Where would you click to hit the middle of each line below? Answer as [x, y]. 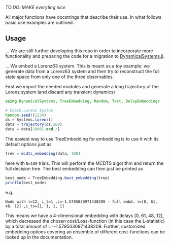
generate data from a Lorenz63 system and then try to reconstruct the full [82, 71]
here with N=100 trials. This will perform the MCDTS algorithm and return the [84, 163]
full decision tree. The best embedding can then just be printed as [74, 168]
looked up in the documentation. [39, 237]
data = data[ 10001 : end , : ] [32, 129]
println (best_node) [26, 183]
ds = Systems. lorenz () [29, 120]
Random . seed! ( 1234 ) [26, 115]
